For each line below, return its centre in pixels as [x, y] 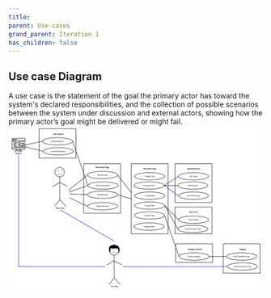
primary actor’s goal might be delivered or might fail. [96, 122]
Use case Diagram [55, 76]
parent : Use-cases [39, 25]
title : [19, 17]
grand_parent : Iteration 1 [54, 34]
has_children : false [43, 43]
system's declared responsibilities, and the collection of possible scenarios [133, 104]
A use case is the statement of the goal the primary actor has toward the [129, 96]
